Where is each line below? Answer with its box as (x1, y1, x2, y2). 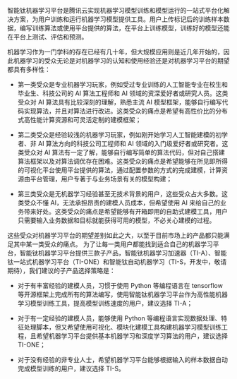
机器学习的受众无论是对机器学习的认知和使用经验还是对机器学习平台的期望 (13, 56, 230, 65)
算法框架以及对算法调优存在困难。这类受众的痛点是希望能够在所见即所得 (17, 157, 228, 165)
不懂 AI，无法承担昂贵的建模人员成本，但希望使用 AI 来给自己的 (36, 198, 221, 207)
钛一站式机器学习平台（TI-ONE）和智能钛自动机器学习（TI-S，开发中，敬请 (7, 258, 227, 266)
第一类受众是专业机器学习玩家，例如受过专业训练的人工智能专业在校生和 (17, 80, 228, 88)
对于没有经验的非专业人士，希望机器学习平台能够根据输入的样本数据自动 (17, 356, 228, 363)
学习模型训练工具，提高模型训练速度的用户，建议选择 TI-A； (17, 299, 193, 307)
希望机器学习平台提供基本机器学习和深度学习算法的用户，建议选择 (36, 332, 228, 340)
